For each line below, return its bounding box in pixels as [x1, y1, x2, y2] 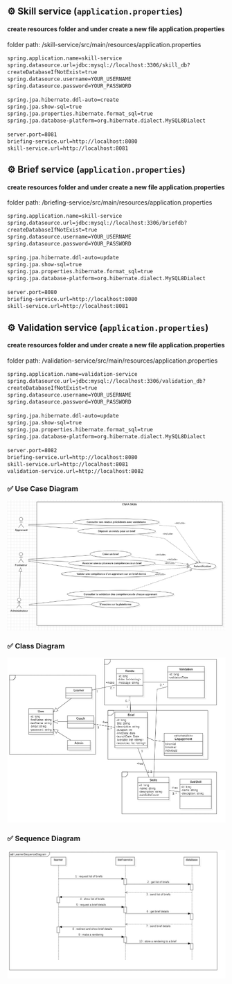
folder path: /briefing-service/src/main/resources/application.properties [7, 198, 213, 207]
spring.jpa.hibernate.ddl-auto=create [7, 96, 119, 103]
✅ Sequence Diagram [7, 834, 81, 843]
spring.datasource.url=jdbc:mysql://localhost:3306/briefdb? [7, 220, 188, 227]
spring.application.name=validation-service [7, 370, 138, 377]
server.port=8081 [7, 131, 57, 138]
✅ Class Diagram [7, 641, 65, 650]
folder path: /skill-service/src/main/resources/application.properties [7, 40, 202, 49]
